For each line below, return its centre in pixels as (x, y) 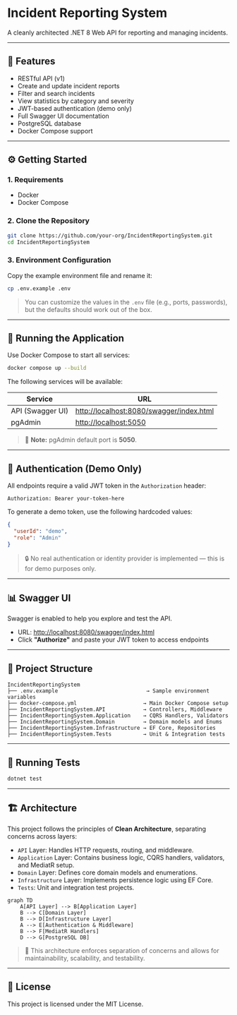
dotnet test (25, 779)
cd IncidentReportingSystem (49, 242)
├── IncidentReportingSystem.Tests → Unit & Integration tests (116, 734)
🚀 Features (31, 61)
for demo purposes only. (60, 568)
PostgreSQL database (49, 123)
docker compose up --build (47, 368)
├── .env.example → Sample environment (109, 691)
